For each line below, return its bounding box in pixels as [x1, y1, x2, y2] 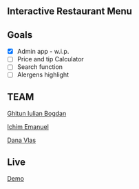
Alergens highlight [17, 70, 69, 79]
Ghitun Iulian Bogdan [7, 110, 67, 118]
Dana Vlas [7, 136, 36, 144]
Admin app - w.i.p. [17, 48, 69, 56]
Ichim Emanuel [7, 123, 50, 131]
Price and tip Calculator [17, 55, 84, 63]
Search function [17, 63, 63, 71]
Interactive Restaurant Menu [7, 6, 133, 17]
